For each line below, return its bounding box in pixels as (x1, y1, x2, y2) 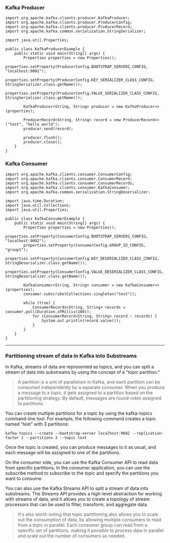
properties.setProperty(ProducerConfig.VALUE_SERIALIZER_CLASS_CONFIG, (5, 91, 159, 96)
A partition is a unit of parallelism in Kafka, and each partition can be (17, 379, 160, 385)
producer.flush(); (23, 135, 62, 140)
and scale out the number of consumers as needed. (17, 532, 126, 538)
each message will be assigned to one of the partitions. (5, 449, 121, 455)
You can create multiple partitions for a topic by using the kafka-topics (5, 410, 152, 416)
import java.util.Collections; (5, 203, 71, 208)
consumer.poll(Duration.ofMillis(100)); (5, 309, 92, 314)
